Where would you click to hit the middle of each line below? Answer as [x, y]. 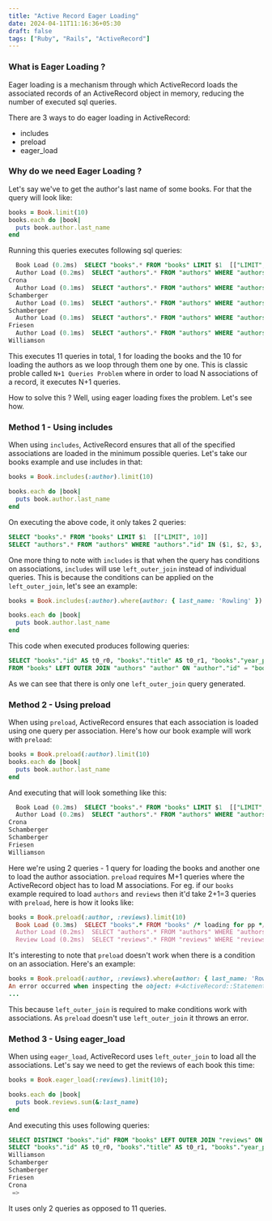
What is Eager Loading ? [57, 67]
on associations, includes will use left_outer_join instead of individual [127, 569]
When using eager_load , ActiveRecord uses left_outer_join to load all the [132, 1057]
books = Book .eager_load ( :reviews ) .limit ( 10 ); [88, 1080]
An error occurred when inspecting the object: [90, 986]
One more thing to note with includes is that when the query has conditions [134, 560]
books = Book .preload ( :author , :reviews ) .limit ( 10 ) [97, 917]
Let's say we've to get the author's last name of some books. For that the [130, 189]
